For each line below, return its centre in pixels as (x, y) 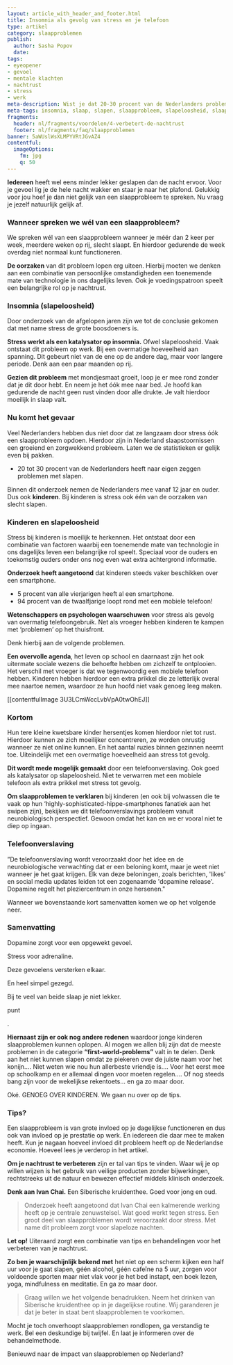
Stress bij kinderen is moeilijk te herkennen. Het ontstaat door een (101, 537)
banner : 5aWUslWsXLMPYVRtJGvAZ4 (54, 136)
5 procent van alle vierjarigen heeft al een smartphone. (96, 593)
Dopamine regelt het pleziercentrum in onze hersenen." (86, 889)
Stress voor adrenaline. (41, 956)
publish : (20, 40)
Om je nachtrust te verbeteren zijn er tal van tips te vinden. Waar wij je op (113, 1164)
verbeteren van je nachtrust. (48, 1248)
